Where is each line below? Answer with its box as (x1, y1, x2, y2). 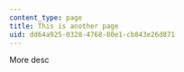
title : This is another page (9, 22, 119, 31)
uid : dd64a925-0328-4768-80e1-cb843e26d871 (9, 30, 176, 39)
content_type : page (9, 13, 83, 22)
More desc (9, 55, 50, 66)
